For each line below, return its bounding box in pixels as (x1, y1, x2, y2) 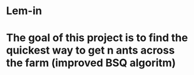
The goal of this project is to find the (6, 31, 188, 45)
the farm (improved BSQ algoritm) (6, 56, 176, 70)
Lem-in (6, 4, 43, 18)
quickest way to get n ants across (6, 44, 175, 57)
